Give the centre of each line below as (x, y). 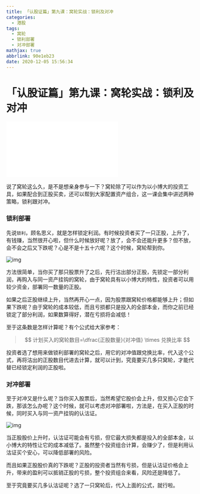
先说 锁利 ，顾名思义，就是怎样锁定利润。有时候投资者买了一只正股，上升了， (99, 233)
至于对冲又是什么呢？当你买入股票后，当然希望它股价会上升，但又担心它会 (97, 399)
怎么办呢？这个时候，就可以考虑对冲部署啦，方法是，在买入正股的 (107, 406)
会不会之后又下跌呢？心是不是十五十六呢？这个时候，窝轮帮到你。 (87, 248)
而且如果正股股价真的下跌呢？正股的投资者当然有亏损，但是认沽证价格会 (95, 465)
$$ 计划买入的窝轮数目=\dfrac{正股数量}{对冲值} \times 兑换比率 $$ (107, 339)
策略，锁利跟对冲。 (30, 202)
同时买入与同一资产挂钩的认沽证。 (58, 413)
